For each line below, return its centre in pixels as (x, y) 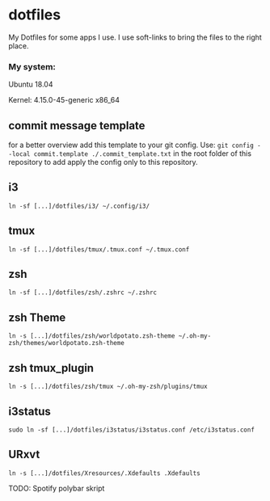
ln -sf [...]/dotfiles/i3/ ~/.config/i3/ (79, 206)
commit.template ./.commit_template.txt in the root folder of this (143, 154)
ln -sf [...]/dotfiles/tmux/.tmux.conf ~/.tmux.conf (99, 249)
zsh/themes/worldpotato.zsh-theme (67, 343)
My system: (32, 66)
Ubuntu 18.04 (31, 84)
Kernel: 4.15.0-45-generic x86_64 (64, 100)
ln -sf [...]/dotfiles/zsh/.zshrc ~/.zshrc (83, 293)
